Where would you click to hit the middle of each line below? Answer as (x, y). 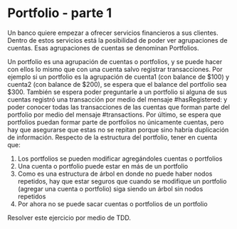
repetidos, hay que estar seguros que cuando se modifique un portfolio (122, 181)
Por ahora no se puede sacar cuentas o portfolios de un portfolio (112, 203)
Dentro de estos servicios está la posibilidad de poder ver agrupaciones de (117, 40)
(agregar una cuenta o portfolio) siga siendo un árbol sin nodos (110, 188)
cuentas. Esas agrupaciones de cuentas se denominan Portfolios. (103, 48)
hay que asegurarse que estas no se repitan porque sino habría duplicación (118, 129)
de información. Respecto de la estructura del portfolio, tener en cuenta (112, 137)
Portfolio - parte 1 (60, 13)
